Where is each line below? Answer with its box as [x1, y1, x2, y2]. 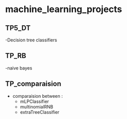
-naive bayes [5, 65, 33, 71]
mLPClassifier [20, 98, 49, 104]
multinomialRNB [20, 103, 53, 109]
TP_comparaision [5, 80, 61, 88]
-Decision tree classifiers [5, 37, 57, 43]
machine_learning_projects [5, 4, 122, 15]
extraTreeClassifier [20, 109, 59, 115]
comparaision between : [12, 93, 63, 99]
